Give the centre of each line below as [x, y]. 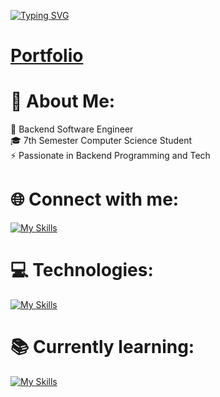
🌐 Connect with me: [95, 199]
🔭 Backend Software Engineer [72, 129]
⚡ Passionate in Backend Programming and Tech [110, 156]
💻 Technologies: [82, 270]
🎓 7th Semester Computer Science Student [101, 141]
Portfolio [47, 56]
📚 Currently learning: [102, 347]
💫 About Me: [63, 101]
